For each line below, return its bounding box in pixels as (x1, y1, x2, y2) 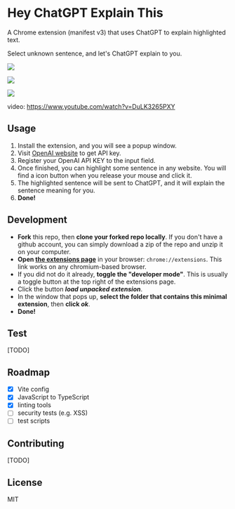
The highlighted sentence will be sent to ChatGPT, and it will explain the (17, 178, 225, 187)
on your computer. (17, 247, 72, 256)
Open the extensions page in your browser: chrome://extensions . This (17, 255, 222, 263)
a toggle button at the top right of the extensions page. (17, 277, 176, 286)
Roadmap (7, 366, 51, 378)
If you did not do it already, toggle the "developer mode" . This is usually (17, 270, 228, 278)
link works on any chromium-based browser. (17, 262, 147, 271)
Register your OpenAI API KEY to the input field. (17, 156, 156, 164)
